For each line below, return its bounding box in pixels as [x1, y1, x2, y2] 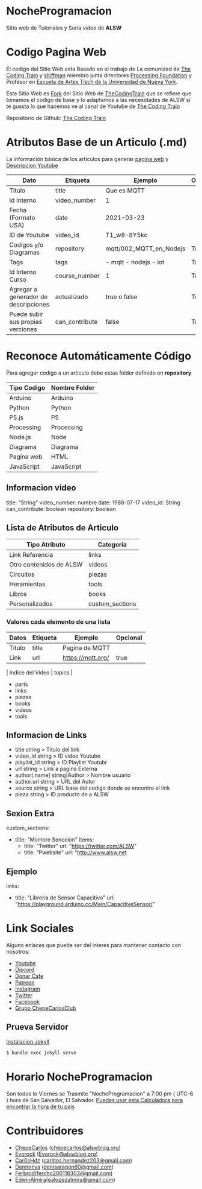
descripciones [9, 300, 50, 308]
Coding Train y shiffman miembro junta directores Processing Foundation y [6, 71, 192, 79]
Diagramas [9, 248, 40, 256]
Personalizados [9, 600, 53, 608]
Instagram [14, 985, 40, 993]
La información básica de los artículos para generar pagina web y [6, 155, 169, 162]
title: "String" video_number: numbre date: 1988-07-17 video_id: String [6, 499, 180, 506]
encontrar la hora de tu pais [6, 1103, 75, 1110]
